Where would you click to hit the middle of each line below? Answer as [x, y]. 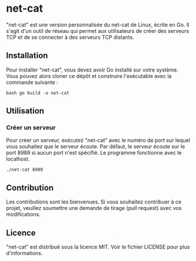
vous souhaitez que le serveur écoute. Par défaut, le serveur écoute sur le [96, 147]
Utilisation [25, 111]
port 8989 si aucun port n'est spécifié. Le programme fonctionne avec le [94, 153]
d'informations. [24, 253]
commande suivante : [32, 82]
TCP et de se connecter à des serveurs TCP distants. [70, 37]
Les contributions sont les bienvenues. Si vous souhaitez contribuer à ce [94, 202]
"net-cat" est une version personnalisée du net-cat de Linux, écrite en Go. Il [98, 25]
